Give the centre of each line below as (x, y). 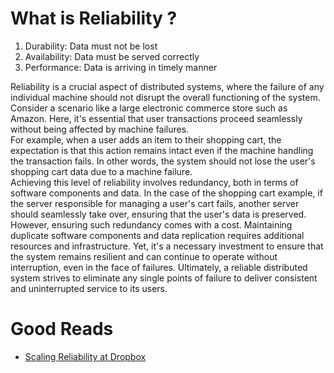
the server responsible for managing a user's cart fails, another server (155, 203)
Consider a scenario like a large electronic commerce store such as (149, 108)
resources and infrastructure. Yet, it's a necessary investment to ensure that (167, 246)
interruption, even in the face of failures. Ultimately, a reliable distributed (159, 267)
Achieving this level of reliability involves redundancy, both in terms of (154, 182)
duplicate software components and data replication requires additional (157, 235)
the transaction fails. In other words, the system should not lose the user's (163, 161)
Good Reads (62, 329)
